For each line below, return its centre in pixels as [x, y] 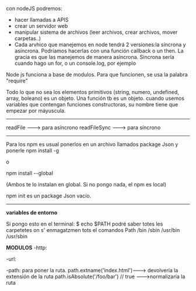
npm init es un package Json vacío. [49, 196]
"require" [17, 81]
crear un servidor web [41, 26]
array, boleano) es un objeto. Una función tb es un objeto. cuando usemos [95, 98]
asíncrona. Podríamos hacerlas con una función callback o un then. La [99, 51]
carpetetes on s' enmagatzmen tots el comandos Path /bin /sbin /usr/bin [93, 230]
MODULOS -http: [27, 247]
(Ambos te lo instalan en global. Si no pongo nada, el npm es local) [86, 184]
